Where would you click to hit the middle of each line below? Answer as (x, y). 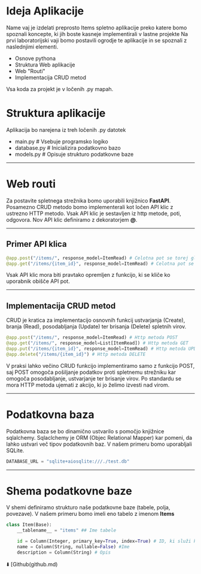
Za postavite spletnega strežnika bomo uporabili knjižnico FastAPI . (89, 200)
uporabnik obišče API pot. (38, 281)
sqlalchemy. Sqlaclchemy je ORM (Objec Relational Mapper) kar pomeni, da (99, 437)
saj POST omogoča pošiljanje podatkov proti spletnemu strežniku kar (91, 372)
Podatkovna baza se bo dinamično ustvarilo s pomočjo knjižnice (85, 431)
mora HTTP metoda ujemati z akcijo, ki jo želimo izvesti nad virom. (88, 385)
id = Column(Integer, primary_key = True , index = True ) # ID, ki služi (104, 541)
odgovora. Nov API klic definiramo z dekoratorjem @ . (72, 219)
